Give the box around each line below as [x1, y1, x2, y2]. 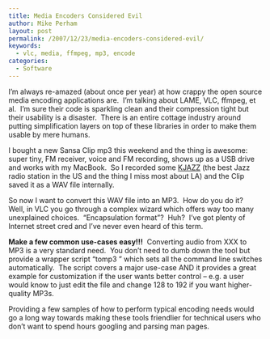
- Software [15, 65, 53, 73]
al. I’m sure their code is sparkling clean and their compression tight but [8, 104, 249, 113]
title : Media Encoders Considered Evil [8, 11, 143, 20]
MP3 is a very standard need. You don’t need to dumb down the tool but [8, 245, 251, 255]
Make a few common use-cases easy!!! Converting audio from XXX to [8, 236, 247, 247]
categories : [8, 57, 49, 66]
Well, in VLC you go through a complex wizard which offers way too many [8, 204, 255, 214]
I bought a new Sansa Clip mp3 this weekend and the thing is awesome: [8, 145, 248, 155]
